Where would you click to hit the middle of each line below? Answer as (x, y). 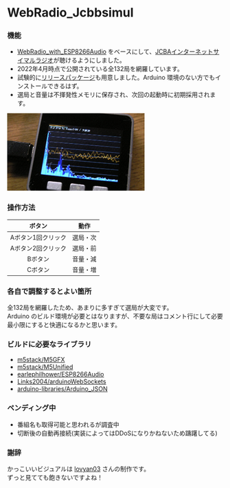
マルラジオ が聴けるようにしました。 (74, 61)
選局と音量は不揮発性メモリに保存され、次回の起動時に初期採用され (113, 95)
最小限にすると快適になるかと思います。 (64, 325)
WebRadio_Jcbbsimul (70, 13)
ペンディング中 (32, 408)
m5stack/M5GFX (41, 360)
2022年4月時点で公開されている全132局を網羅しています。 (100, 69)
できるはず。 (65, 86)
